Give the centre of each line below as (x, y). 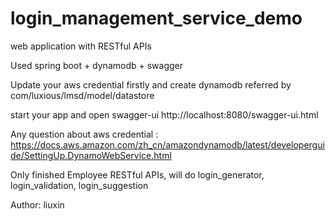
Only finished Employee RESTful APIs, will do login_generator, (137, 174)
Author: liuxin (37, 204)
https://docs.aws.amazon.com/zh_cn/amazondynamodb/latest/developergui (167, 144)
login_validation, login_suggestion (79, 185)
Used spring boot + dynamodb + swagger (97, 65)
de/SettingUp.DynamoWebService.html (91, 155)
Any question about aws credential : (84, 134)
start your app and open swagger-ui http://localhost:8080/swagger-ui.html (164, 114)
